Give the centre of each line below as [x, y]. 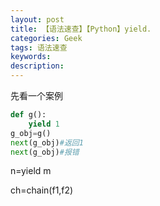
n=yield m [31, 171]
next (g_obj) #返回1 [47, 142]
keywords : [31, 57]
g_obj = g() [31, 133]
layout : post [37, 19]
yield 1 [44, 124]
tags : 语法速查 [39, 47]
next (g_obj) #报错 [45, 152]
